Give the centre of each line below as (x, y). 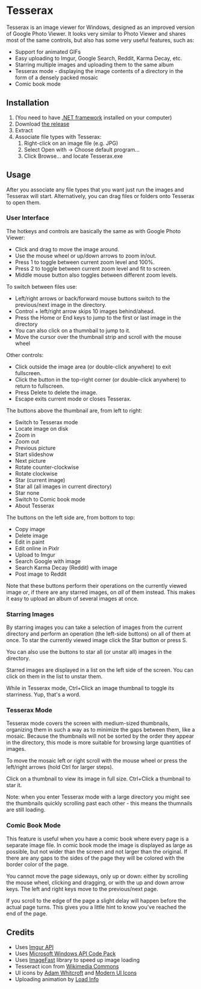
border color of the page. (38, 864)
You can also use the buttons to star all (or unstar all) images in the (89, 652)
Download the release (42, 124)
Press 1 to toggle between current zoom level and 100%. (85, 262)
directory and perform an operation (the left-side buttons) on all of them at (98, 634)
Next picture (30, 460)
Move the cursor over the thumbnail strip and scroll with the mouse (98, 337)
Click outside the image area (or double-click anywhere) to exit (93, 367)
